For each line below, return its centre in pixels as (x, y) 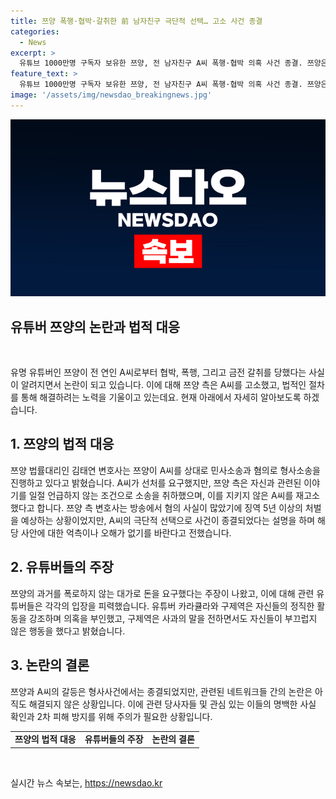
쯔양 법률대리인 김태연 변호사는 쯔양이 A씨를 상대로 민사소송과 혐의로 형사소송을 (165, 470)
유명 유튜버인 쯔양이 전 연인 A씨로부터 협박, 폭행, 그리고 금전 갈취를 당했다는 (158, 372)
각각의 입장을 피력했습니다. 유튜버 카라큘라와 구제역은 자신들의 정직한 (179, 606)
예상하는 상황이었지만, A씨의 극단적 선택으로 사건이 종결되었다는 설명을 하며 (168, 520)
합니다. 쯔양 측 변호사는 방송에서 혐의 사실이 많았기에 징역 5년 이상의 (169, 507)
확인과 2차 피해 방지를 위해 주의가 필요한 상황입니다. (111, 716)
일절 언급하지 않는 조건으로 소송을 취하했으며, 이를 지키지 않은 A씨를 (161, 495)
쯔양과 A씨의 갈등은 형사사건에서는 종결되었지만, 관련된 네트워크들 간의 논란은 (161, 691)
